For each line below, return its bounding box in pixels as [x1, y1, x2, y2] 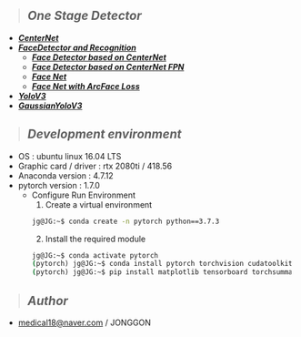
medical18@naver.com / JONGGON [17, 317, 152, 328]
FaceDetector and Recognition [17, 42, 136, 53]
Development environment [26, 127, 182, 142]
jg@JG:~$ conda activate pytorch [31, 250, 159, 260]
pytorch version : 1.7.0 [17, 179, 100, 190]
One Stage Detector [26, 8, 143, 24]
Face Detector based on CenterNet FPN [31, 61, 185, 72]
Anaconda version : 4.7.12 [17, 169, 114, 181]
